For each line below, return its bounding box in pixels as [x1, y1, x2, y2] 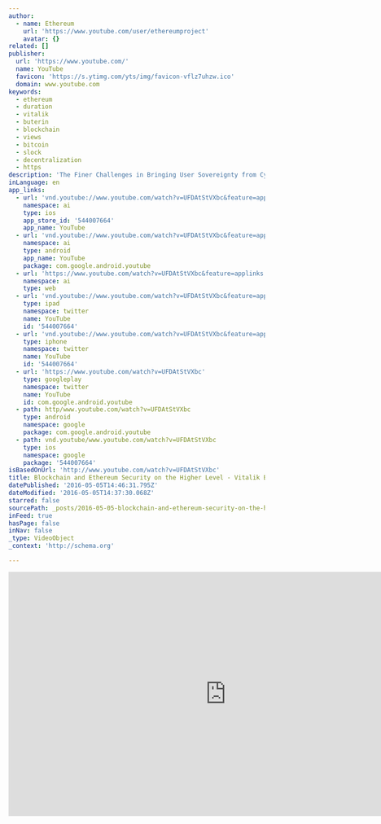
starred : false [8, 496, 60, 505]
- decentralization [15, 156, 82, 164]
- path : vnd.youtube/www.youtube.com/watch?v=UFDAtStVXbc [15, 436, 217, 444]
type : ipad [23, 300, 60, 308]
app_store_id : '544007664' [23, 217, 115, 225]
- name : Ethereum [15, 20, 75, 28]
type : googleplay [23, 375, 82, 384]
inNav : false [8, 527, 53, 535]
